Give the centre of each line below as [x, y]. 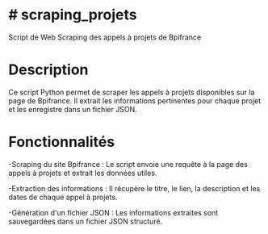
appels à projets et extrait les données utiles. [83, 173]
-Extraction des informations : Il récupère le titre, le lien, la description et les [134, 188]
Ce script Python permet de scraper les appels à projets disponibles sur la [132, 92]
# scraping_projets [73, 15]
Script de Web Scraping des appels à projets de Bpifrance [105, 37]
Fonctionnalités [62, 142]
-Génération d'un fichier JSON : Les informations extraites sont [113, 212]
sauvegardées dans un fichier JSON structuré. [86, 221]
